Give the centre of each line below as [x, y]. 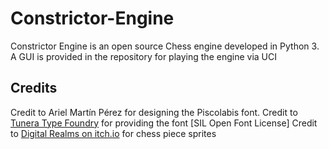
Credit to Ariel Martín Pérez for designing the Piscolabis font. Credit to [154, 112]
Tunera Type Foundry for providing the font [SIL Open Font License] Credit [164, 123]
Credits [34, 88]
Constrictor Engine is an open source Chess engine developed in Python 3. [165, 46]
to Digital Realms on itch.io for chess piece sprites [113, 133]
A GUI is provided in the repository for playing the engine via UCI [143, 56]
